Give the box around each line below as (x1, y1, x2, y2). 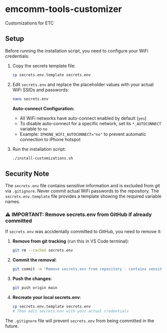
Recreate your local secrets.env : (12, 295, 81, 301)
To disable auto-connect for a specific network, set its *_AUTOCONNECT (19, 120, 162, 126)
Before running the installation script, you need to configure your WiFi (5, 47, 149, 53)
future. (5, 323, 19, 329)
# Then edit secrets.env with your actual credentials (12, 309, 129, 314)
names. (5, 199, 20, 205)
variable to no (19, 126, 48, 132)
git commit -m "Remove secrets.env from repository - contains (12, 267, 147, 272)
